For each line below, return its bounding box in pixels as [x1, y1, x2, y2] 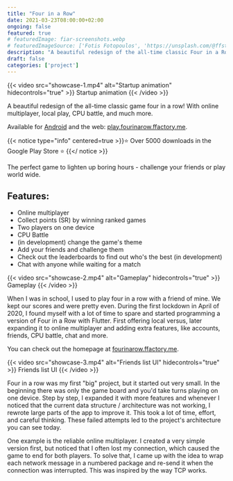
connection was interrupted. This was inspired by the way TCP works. [7, 466, 207, 475]
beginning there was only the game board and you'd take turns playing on [7, 387, 218, 395]
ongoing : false [7, 23, 51, 30]
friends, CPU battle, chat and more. [7, 331, 109, 340]
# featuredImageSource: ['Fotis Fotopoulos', [7, 42, 141, 49]
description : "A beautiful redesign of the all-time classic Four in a [7, 49, 218, 56]
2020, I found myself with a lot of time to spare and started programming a [7, 310, 221, 318]
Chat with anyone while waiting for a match [17, 260, 141, 269]
